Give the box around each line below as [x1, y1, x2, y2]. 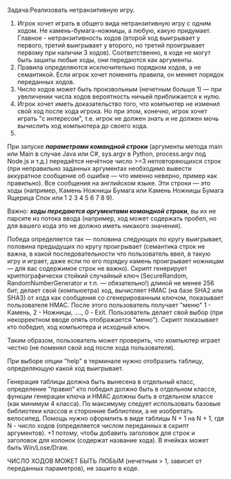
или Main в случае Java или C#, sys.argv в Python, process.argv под [7, 150, 206, 158]
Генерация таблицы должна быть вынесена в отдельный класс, [7, 378, 195, 385]
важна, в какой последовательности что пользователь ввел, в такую [7, 249, 211, 258]
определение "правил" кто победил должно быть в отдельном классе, [7, 385, 217, 393]
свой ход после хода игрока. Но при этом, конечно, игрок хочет [17, 107, 208, 115]
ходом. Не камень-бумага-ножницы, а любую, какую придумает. [17, 27, 212, 34]
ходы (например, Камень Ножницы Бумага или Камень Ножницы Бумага [7, 186, 224, 194]
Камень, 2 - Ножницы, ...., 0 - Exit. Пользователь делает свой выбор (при [7, 308, 223, 316]
